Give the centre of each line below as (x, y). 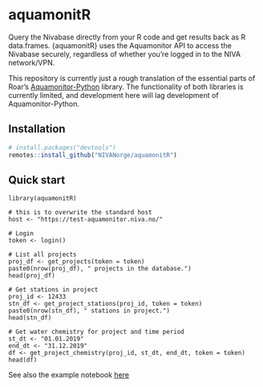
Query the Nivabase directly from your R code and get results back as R (127, 37)
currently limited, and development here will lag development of (113, 95)
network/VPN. (32, 63)
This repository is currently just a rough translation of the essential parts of (132, 78)
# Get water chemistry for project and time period (96, 332)
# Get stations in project (53, 290)
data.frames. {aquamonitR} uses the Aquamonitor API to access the (120, 45)
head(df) (23, 360)
